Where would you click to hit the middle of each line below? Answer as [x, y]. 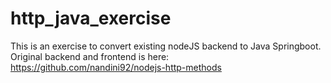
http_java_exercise [91, 18]
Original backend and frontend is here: [90, 56]
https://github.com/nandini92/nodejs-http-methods [116, 67]
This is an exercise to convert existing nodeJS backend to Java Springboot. [166, 46]
